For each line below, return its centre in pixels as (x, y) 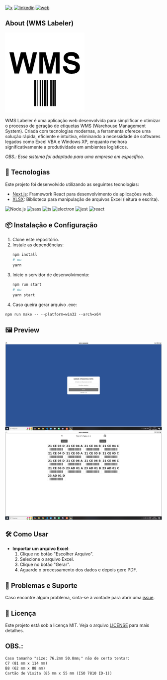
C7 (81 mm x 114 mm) (27, 663)
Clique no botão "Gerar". (45, 565)
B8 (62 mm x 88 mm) (25, 668)
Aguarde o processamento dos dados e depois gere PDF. (79, 570)
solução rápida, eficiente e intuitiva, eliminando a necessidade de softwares (83, 136)
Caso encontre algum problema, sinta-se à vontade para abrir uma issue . (80, 598)
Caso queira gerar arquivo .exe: (44, 305)
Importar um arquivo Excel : (41, 549)
